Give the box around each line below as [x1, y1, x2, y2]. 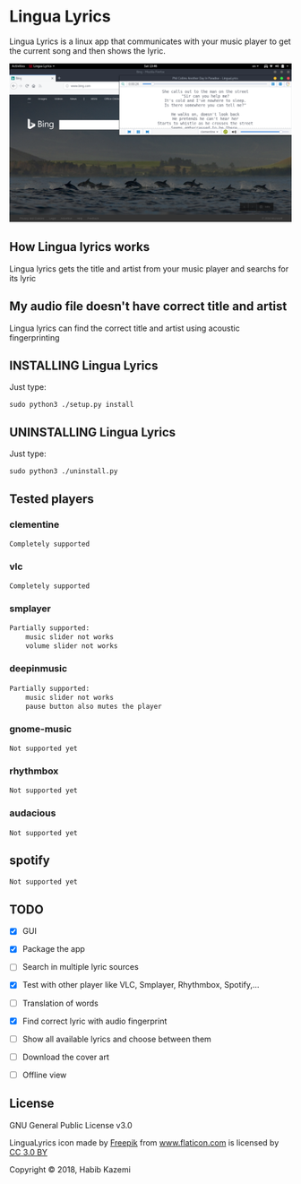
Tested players [9, 491, 94, 506]
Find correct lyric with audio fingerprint [21, 1015, 168, 1026]
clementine [9, 518, 60, 531]
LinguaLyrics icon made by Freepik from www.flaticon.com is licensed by [9, 1136, 279, 1148]
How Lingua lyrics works [9, 239, 150, 255]
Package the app [21, 944, 85, 955]
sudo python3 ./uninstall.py [9, 467, 118, 476]
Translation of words [21, 998, 99, 1008]
